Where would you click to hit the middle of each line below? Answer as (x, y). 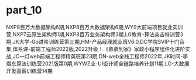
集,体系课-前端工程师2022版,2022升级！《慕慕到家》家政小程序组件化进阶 (96, 49)
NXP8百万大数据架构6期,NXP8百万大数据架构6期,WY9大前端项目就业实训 (94, 27)
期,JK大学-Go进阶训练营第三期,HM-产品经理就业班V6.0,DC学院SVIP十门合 (95, 41)
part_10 (24, 10)
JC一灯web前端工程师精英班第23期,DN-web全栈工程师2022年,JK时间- (98, 56)
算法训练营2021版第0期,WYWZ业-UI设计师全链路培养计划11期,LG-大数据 (103, 63)
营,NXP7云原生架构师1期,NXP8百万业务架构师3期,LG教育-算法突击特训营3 (95, 34)
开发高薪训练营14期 (29, 71)
